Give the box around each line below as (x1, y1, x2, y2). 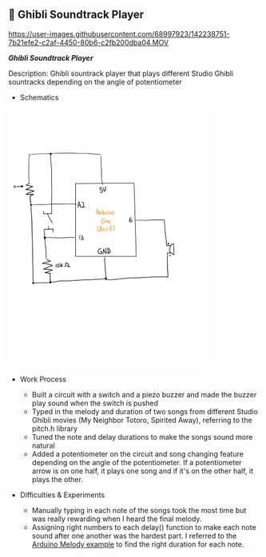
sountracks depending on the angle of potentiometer (8, 77, 182, 86)
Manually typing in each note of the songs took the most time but (31, 505, 247, 515)
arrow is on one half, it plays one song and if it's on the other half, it (31, 466, 254, 476)
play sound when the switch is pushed (31, 398, 158, 408)
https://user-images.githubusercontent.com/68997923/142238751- (8, 29, 230, 38)
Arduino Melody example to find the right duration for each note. (31, 539, 244, 549)
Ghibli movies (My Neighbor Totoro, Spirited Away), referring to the (31, 415, 253, 425)
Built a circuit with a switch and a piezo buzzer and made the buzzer (31, 389, 257, 399)
